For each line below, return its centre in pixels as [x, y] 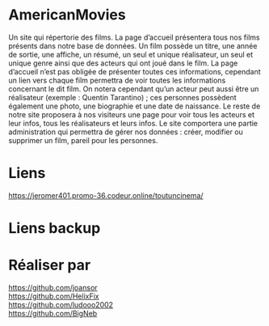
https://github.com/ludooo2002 [61, 305]
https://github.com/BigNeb [53, 313]
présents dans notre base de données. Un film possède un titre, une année [133, 45]
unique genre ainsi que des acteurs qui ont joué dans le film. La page [123, 63]
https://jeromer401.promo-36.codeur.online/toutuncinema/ [106, 195]
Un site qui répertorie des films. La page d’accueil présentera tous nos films [134, 37]
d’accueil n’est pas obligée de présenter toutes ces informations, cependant [134, 71]
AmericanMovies [67, 15]
